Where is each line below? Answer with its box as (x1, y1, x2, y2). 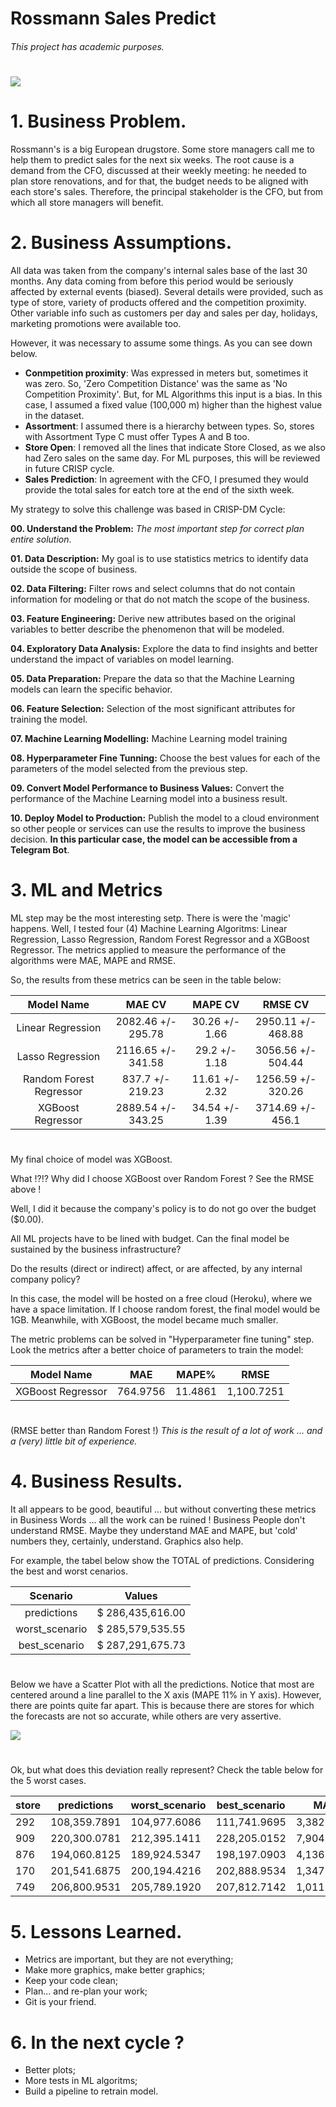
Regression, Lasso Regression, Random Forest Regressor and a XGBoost (10, 933, 310, 945)
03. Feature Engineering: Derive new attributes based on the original (10, 612, 296, 624)
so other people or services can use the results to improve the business (10, 822, 306, 834)
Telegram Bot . (10, 843, 70, 856)
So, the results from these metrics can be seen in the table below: (10, 973, 282, 986)
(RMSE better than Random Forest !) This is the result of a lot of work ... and (10, 1425, 323, 1437)
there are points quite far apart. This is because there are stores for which (10, 1700, 315, 1712)
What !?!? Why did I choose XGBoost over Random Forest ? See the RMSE (10, 1172, 315, 1184)
